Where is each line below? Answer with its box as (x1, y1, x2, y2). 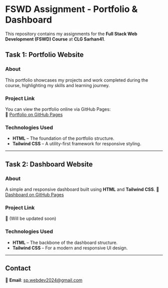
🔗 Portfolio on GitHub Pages (5, 111, 63, 117)
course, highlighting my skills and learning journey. (5, 82, 110, 88)
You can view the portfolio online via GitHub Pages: (5, 106, 111, 112)
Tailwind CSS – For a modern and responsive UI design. (12, 244, 128, 251)
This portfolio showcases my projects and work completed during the (5, 77, 148, 83)
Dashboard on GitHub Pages (5, 191, 64, 197)
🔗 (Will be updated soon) (5, 215, 56, 221)
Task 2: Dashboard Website (5, 160, 93, 168)
